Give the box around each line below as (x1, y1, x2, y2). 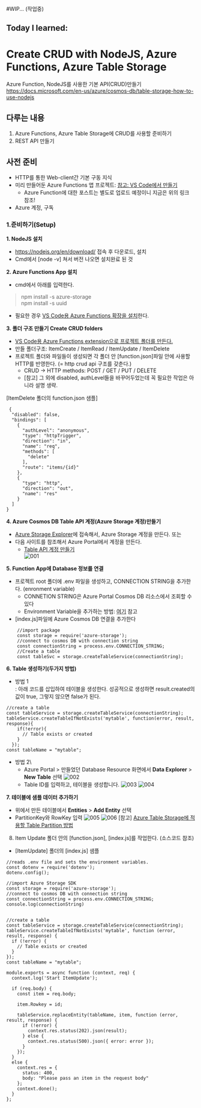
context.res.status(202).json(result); (28, 1028, 128, 1034)
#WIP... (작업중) (6, 5, 44, 12)
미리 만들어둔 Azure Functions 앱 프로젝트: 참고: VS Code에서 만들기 (14, 181, 178, 188)
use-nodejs (6, 94, 35, 101)
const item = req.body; (17, 991, 77, 997)
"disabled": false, (11, 412, 61, 418)
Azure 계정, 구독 (14, 204, 54, 211)
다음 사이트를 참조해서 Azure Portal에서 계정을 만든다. (14, 538, 142, 546)
